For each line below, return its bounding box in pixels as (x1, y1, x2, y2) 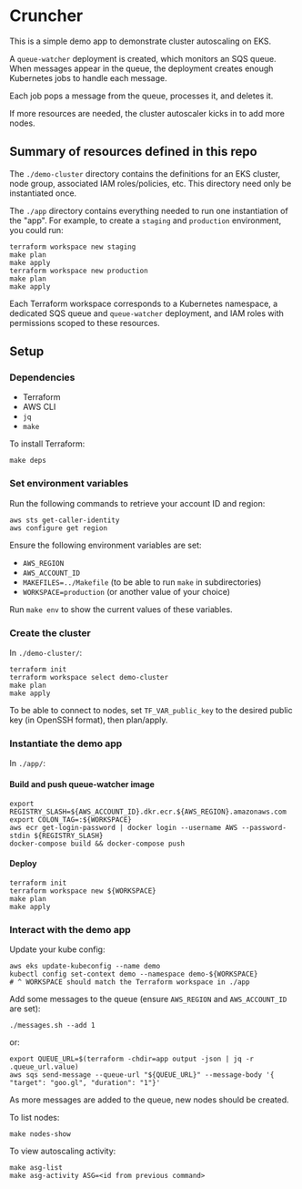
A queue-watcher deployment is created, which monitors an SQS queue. (9, 53, 277, 64)
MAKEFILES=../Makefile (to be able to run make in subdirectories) (22, 576, 262, 588)
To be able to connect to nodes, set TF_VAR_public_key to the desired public (9, 705, 293, 716)
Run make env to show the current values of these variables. (9, 603, 234, 615)
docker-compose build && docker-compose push (9, 839, 185, 848)
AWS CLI (22, 402, 56, 413)
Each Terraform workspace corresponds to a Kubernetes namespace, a (9, 298, 278, 309)
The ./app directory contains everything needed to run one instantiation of (9, 205, 288, 216)
